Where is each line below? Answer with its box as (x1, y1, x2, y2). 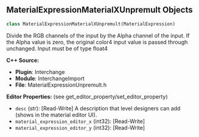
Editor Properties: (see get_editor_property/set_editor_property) (6, 93, 169, 100)
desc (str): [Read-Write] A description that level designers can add (15, 104, 181, 112)
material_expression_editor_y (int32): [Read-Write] (15, 124, 145, 131)
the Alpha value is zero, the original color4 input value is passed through (6, 38, 188, 45)
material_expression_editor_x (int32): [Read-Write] (15, 118, 145, 125)
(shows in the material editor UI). (15, 111, 97, 118)
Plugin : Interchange (15, 68, 65, 75)
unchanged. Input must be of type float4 (6, 45, 108, 52)
